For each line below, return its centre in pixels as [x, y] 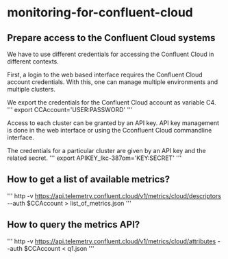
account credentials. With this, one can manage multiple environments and [113, 82]
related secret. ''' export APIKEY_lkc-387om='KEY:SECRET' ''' [94, 158]
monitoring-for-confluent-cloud [100, 13]
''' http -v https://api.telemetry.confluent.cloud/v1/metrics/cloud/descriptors [114, 195]
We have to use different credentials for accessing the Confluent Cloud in [111, 54]
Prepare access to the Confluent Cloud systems [111, 38]
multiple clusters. [31, 89]
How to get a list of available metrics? [89, 179]
